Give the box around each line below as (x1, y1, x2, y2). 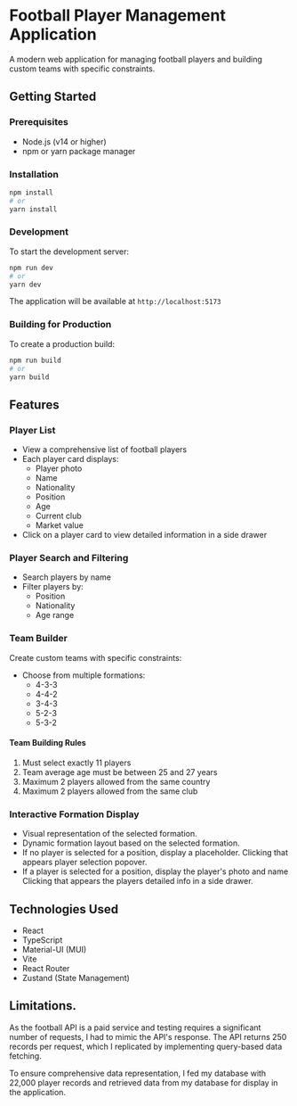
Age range (35, 610, 75, 621)
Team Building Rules (9, 738, 86, 748)
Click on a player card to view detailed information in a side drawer (21, 530, 268, 541)
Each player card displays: (21, 454, 119, 465)
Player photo (35, 463, 83, 474)
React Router (21, 962, 70, 973)
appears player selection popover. (21, 857, 148, 868)
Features (9, 397, 60, 412)
